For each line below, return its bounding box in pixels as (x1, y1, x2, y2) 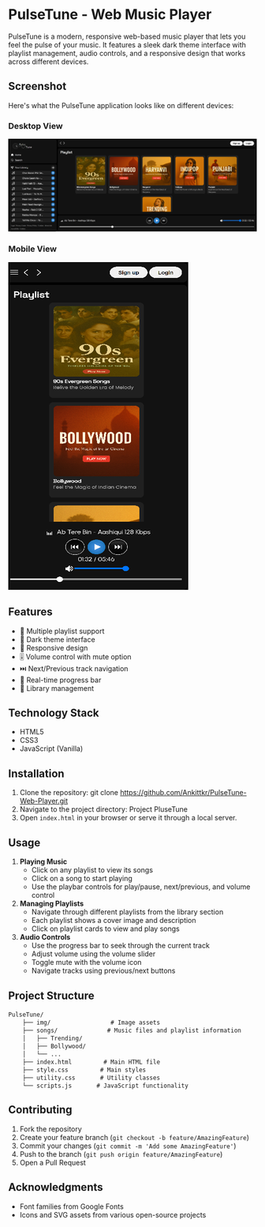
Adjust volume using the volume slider (31, 949, 156, 959)
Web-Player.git (19, 796, 69, 806)
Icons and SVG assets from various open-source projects (19, 1210, 207, 1219)
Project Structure (8, 989, 95, 1002)
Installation (8, 767, 65, 780)
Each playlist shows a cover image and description (31, 916, 196, 925)
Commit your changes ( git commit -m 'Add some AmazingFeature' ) (19, 1141, 237, 1150)
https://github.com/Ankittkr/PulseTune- (119, 788, 247, 797)
